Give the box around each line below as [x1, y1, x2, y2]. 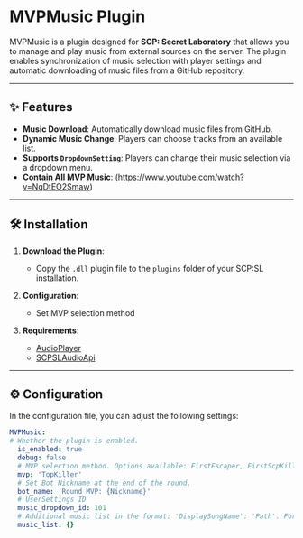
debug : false [17, 453, 67, 462]
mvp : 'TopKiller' [17, 469, 83, 479]
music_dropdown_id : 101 [17, 504, 106, 513]
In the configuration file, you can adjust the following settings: [9, 411, 239, 422]
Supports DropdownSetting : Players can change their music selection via [22, 152, 291, 163]
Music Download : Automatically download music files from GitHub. [22, 124, 273, 134]
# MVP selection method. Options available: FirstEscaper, [17, 461, 244, 470]
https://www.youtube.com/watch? [117, 172, 245, 182]
